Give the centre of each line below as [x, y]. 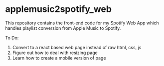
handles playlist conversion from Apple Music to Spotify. [63, 28]
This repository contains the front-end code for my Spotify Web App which [82, 23]
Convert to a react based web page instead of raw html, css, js [77, 47]
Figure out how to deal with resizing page [55, 53]
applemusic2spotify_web [59, 9]
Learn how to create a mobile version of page [59, 58]
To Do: [12, 38]
